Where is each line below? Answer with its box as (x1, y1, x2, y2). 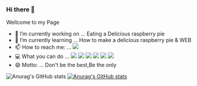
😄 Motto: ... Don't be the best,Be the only (14, 62, 117, 69)
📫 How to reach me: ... (14, 44, 72, 51)
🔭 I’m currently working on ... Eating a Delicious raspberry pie (14, 30, 165, 37)
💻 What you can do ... (14, 53, 69, 60)
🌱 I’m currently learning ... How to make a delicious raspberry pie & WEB (14, 37, 192, 44)
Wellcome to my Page (6, 19, 59, 26)
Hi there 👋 (6, 5, 36, 14)
